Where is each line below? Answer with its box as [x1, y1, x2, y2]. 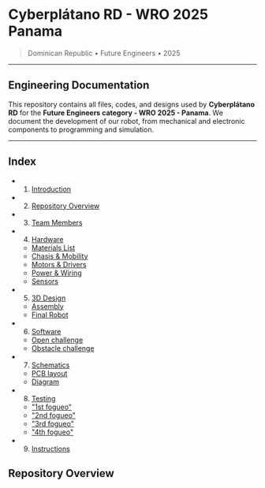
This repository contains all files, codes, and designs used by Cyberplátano [8, 99, 255, 109]
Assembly [31, 301, 65, 311]
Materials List [31, 243, 76, 252]
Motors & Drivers [31, 259, 87, 269]
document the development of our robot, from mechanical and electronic [8, 116, 245, 125]
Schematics [31, 360, 70, 370]
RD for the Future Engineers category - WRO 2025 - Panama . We [8, 108, 223, 117]
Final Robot [31, 310, 69, 319]
